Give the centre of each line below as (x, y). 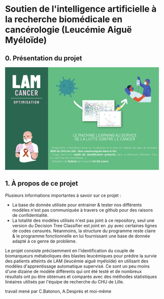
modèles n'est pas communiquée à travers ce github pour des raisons (82, 210)
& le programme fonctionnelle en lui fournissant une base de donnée (81, 236)
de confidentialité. (30, 215)
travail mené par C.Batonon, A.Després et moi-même (58, 291)
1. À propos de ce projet (41, 183)
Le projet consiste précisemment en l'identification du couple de (70, 251)
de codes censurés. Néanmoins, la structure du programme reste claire (84, 231)
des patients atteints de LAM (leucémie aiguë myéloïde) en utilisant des (77, 261)
